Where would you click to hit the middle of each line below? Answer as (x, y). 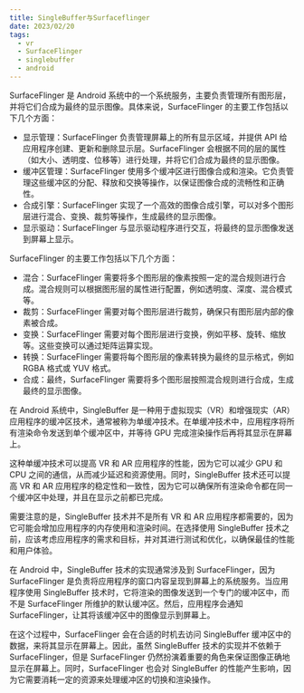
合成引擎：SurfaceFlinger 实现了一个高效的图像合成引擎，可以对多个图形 (158, 205)
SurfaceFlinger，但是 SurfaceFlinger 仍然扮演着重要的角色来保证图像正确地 (150, 657)
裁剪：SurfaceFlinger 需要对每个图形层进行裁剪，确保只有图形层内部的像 (158, 311)
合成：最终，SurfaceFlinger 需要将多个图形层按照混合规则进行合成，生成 (158, 379)
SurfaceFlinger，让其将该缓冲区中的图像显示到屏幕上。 (112, 615)
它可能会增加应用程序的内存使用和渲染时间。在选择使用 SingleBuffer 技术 (146, 527)
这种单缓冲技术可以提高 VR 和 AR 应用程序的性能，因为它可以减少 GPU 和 (146, 463)
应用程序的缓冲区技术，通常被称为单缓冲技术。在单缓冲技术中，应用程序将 (148, 421)
